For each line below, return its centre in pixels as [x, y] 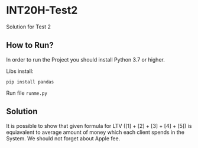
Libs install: [20, 71]
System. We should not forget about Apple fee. [63, 138]
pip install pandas [30, 82]
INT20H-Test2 [42, 10]
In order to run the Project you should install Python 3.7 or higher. [86, 59]
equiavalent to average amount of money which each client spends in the [95, 132]
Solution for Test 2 [29, 27]
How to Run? [30, 45]
